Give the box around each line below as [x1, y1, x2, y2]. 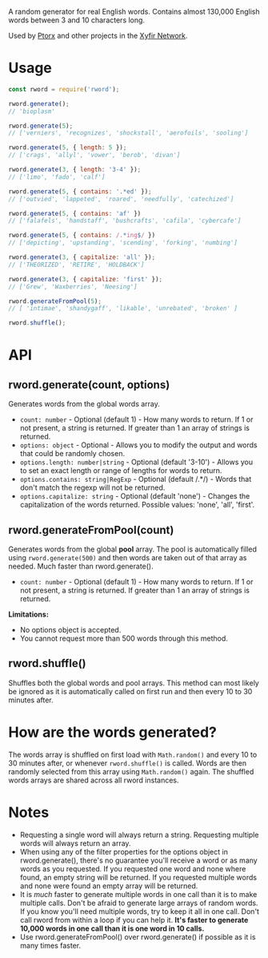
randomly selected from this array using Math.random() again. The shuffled [8, 766, 254, 776]
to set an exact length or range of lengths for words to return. [19, 466, 222, 475]
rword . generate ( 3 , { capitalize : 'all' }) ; [8, 253, 156, 261]
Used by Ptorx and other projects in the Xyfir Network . [8, 31, 188, 40]
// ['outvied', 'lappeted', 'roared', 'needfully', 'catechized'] [8, 195, 234, 203]
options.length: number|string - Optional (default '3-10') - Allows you [19, 457, 254, 467]
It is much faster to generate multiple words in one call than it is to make [19, 889, 258, 899]
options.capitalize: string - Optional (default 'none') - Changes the [19, 491, 250, 501]
